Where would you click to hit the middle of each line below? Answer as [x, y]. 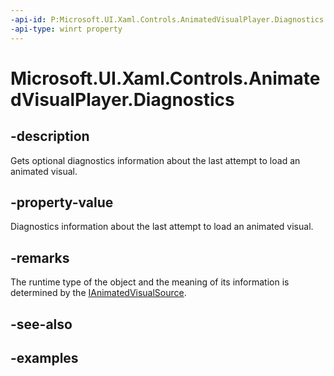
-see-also [41, 324]
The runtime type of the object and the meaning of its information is [150, 282]
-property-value [62, 202]
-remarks [40, 257]
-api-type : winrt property [66, 29]
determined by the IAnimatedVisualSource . [98, 293]
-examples [44, 357]
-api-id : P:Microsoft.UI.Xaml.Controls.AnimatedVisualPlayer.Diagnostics [167, 19]
